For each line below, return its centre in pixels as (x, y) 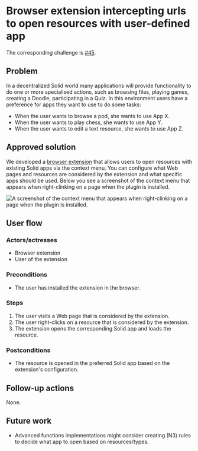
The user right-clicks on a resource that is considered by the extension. (102, 322)
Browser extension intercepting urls (96, 11)
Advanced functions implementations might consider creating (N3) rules (103, 435)
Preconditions (27, 275)
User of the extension (41, 259)
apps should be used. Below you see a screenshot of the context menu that (98, 180)
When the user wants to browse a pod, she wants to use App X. (92, 116)
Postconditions (28, 350)
